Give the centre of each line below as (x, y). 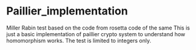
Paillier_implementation (67, 11)
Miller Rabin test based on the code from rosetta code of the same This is (98, 28)
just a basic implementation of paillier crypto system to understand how (96, 34)
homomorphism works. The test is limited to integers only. (79, 40)
